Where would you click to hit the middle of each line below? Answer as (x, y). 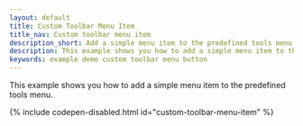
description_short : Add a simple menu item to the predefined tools (141, 43)
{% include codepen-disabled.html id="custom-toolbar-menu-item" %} (142, 112)
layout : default (40, 18)
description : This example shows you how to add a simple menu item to (147, 51)
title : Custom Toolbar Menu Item (72, 26)
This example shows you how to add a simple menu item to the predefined (147, 85)
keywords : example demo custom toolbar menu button (108, 59)
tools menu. (31, 94)
